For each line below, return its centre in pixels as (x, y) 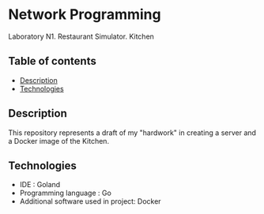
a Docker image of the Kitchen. (58, 141)
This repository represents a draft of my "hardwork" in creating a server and (132, 133)
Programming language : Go (66, 193)
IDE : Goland (40, 185)
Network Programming (85, 15)
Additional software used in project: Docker (90, 201)
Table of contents (52, 61)
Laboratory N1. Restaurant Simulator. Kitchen (81, 36)
